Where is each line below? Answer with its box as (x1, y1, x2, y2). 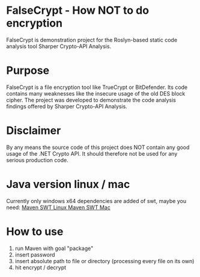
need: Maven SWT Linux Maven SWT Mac (6, 204, 111, 211)
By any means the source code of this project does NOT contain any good (6, 144, 190, 151)
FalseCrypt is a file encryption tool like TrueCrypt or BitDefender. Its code (6, 84, 188, 91)
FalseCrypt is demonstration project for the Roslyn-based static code (6, 36, 178, 43)
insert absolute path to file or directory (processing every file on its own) (14, 257, 195, 264)
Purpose (6, 64, 50, 78)
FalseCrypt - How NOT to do (6, 4, 149, 17)
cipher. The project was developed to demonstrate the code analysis (6, 96, 176, 103)
